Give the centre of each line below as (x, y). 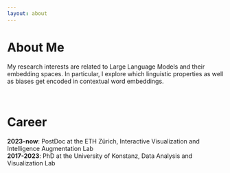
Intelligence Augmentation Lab (50, 148)
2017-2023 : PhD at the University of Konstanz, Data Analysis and (100, 156)
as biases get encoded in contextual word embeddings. (85, 81)
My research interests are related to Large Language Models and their (106, 67)
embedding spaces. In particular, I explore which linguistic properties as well (115, 73)
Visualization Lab (31, 163)
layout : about (27, 13)
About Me (36, 47)
